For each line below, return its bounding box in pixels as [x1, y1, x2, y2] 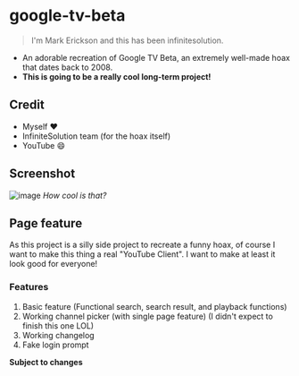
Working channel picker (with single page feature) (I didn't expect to [21, 311, 274, 321]
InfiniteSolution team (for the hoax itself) [21, 131, 171, 141]
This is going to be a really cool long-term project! [21, 71, 212, 81]
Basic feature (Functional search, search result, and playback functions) [21, 301, 287, 312]
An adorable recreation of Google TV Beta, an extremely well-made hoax [21, 52, 290, 63]
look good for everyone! [9, 259, 98, 269]
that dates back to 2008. [21, 62, 113, 73]
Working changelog [21, 329, 96, 340]
